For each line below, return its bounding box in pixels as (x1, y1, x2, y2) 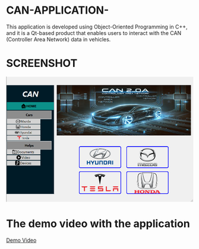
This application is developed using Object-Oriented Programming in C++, (6, 23, 188, 30)
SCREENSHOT (6, 57, 78, 70)
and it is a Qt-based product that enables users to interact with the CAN (6, 29, 182, 36)
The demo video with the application (6, 217, 190, 231)
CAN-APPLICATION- (6, 4, 109, 17)
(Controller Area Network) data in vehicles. (6, 36, 111, 43)
